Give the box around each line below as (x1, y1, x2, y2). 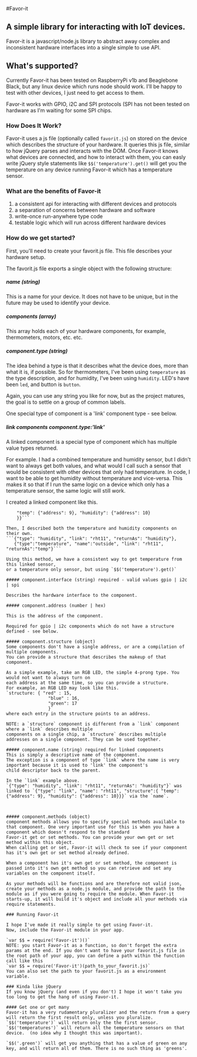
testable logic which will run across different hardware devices (14, 219, 166, 226)
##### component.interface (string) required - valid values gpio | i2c (6, 577, 188, 583)
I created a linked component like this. (6, 498, 98, 506)
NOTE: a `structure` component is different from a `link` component (6, 721, 180, 727)
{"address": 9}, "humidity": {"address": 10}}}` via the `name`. (6, 793, 169, 799)
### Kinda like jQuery (6, 984, 62, 990)
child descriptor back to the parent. (6, 767, 101, 773)
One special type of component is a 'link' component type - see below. (6, 410, 178, 417)
